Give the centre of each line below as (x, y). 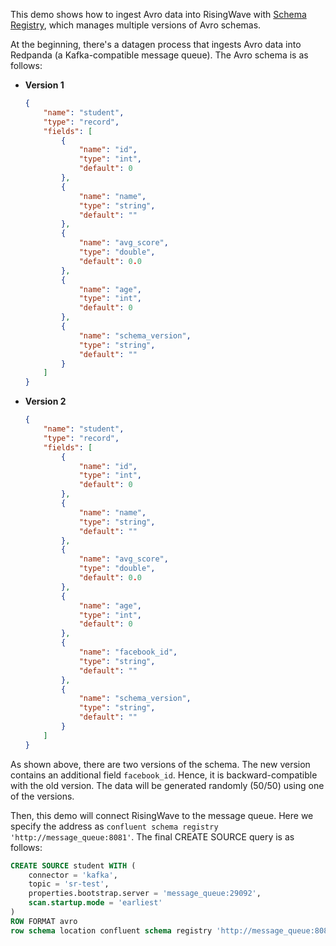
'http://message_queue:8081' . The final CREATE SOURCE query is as (152, 836)
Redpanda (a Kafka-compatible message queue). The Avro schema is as (159, 55)
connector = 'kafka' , (73, 875)
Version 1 (44, 85)
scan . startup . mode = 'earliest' (95, 903)
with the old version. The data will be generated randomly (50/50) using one (167, 785)
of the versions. (42, 796)
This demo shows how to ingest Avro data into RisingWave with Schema (158, 14)
